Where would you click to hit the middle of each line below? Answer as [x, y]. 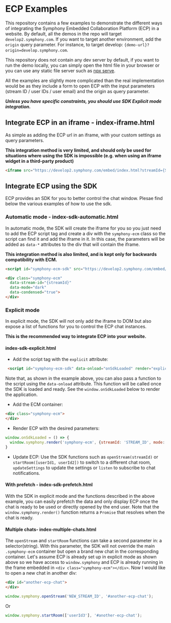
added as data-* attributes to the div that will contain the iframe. [73, 244]
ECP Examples [36, 9]
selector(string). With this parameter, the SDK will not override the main [80, 546]
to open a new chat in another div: [41, 573]
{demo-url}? [137, 45]
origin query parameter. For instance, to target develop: [64, 44]
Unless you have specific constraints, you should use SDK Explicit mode [83, 101]
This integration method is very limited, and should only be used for [78, 150]
